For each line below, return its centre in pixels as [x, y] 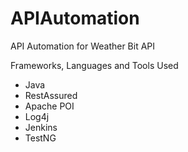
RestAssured [51, 95]
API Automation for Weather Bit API [83, 46]
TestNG [40, 138]
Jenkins [41, 127]
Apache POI [49, 106]
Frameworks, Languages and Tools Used [94, 65]
